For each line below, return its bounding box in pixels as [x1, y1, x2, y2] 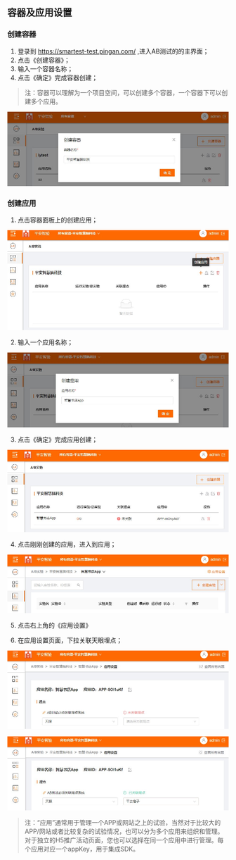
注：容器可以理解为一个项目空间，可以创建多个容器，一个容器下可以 [24, 88, 222, 96]
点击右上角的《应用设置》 [17, 621, 92, 630]
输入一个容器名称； [17, 64, 74, 73]
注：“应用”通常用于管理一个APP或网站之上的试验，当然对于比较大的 [24, 818, 221, 827]
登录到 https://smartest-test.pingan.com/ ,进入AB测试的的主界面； [17, 46, 209, 55]
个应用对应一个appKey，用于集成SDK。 [24, 845, 139, 854]
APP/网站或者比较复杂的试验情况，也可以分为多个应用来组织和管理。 [24, 827, 224, 836]
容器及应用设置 [7, 6, 72, 19]
